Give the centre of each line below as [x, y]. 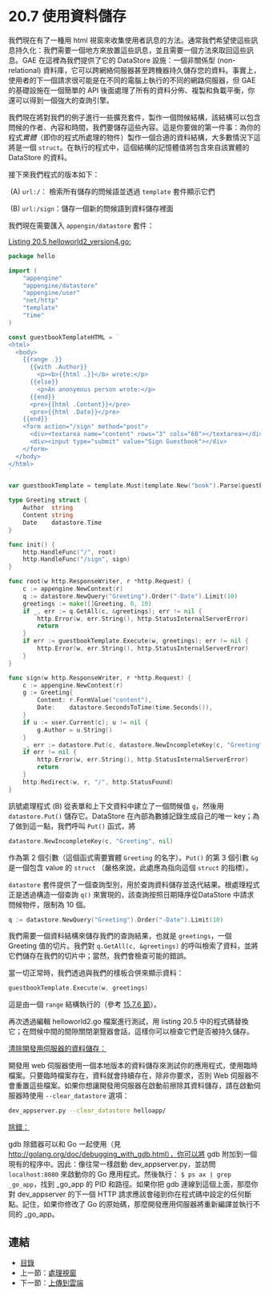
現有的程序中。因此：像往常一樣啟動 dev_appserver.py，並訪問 [112, 1164]
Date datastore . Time [62, 522]
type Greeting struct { [48, 500]
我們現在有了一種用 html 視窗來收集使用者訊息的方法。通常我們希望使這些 [130, 40]
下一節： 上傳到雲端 [52, 1283]
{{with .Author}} [58, 367]
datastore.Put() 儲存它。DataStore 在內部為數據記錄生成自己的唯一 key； [130, 816]
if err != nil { [50, 752]
